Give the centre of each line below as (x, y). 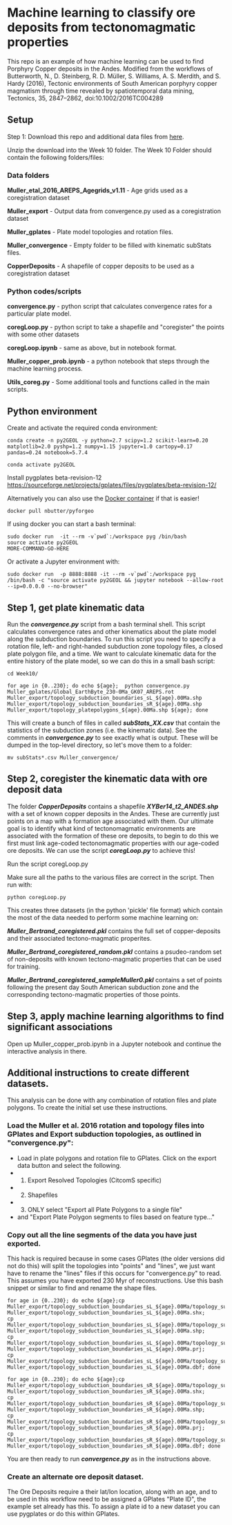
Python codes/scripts (44, 291)
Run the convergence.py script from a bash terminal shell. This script (106, 624)
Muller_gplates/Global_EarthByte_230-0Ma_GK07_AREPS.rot (91, 692)
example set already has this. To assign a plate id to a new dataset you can (114, 1506)
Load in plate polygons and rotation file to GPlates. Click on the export (117, 1158)
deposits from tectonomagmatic (101, 27)
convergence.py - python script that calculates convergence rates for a (110, 307)
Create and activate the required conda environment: (83, 428)
